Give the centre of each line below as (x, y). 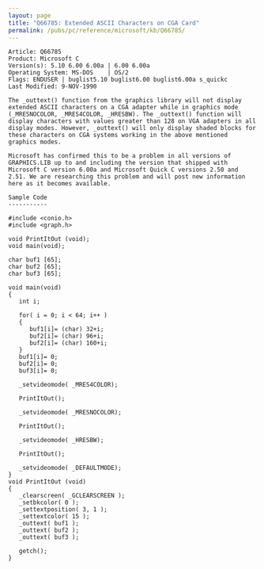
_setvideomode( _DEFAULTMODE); (70, 468)
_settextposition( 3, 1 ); (63, 510)
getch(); (33, 552)
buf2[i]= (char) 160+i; (68, 343)
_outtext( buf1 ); (49, 524)
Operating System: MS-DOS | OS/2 (68, 73)
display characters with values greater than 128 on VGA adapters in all (132, 121)
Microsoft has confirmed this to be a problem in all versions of (120, 156)
